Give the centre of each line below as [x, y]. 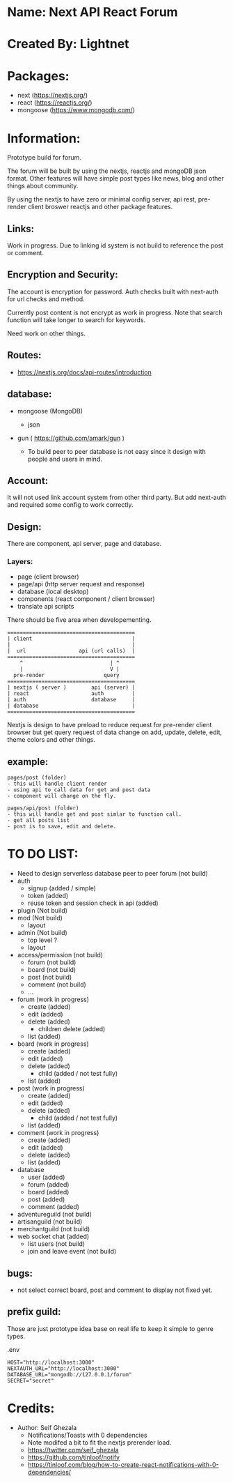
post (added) [46, 1199]
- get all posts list [39, 821]
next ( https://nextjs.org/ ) [53, 96]
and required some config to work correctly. [70, 505]
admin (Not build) [42, 933]
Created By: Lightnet [69, 44]
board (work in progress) [53, 1044]
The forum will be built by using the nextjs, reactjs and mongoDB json [107, 171]
